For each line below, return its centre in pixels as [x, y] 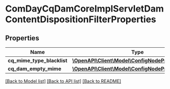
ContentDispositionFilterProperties [81, 19]
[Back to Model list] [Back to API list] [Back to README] [63, 81]
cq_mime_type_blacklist [37, 61]
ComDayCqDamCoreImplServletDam [84, 9]
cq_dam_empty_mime [35, 69]
